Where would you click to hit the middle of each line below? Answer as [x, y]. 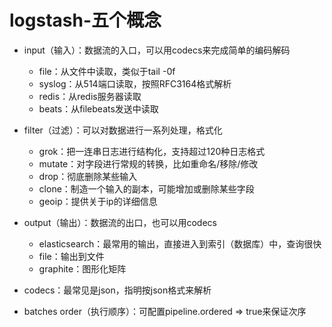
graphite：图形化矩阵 [82, 268]
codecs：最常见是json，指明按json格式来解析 [117, 290]
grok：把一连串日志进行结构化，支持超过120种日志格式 [152, 151]
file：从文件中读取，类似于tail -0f [107, 71]
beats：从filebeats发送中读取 [98, 108]
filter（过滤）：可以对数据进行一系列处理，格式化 [123, 130]
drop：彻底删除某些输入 [88, 176]
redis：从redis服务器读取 [90, 96]
